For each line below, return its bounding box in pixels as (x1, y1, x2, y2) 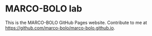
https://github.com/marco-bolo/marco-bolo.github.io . (5, 24, 115, 30)
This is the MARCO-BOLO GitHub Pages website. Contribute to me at (5, 19, 147, 25)
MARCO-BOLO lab (5, 3, 82, 14)
